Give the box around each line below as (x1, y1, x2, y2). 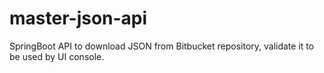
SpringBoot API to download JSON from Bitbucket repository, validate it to (9, 40, 315, 52)
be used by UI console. (9, 50, 105, 62)
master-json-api (9, 7, 148, 30)
